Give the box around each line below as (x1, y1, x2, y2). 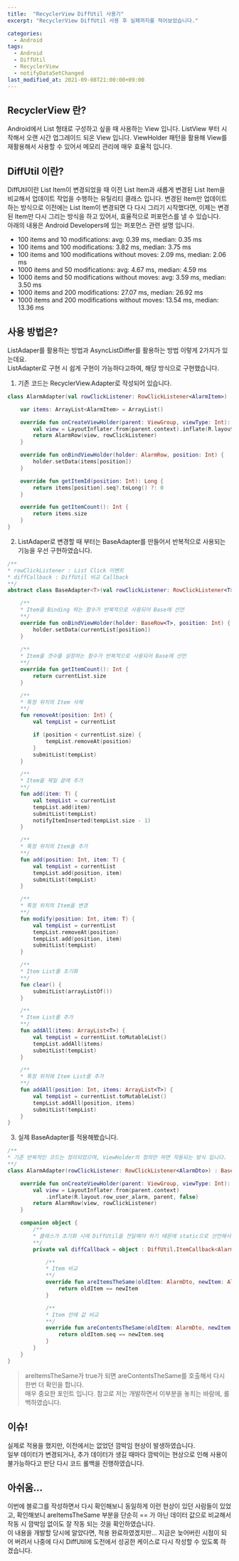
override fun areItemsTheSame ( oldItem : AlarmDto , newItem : (45, 1278, 224, 1286)
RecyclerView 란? (7, 104, 87, 116)
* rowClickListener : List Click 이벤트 (7, 567, 124, 574)
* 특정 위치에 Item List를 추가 (20, 1073, 105, 1081)
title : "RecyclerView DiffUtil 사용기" (7, 10, 124, 18)
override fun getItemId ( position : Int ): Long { (20, 478, 164, 485)
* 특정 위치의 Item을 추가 (20, 843, 88, 851)
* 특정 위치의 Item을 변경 (20, 902, 88, 910)
